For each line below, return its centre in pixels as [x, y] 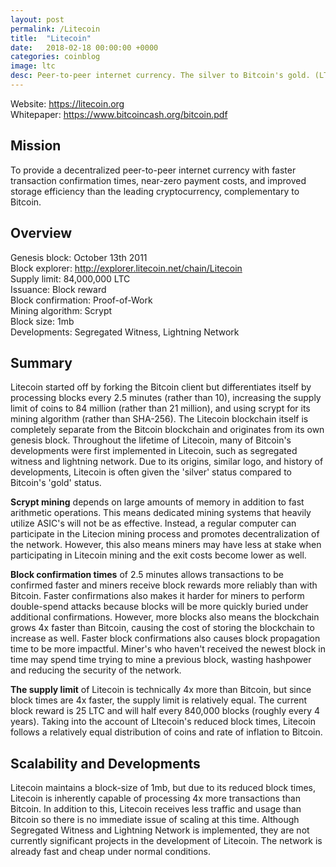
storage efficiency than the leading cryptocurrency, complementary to [155, 191]
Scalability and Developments [105, 763]
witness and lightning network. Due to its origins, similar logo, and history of [167, 462]
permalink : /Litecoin [55, 29]
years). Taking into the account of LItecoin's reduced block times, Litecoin [163, 722]
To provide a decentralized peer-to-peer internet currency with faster [153, 170]
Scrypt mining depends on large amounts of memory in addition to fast [157, 502]
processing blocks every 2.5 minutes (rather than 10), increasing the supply [166, 398]
